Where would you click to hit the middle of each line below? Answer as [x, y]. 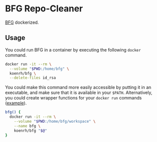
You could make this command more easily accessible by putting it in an [78, 88]
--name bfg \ [27, 126]
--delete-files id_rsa [33, 78]
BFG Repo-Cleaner [44, 9]
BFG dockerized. [22, 22]
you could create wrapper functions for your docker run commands [73, 98]
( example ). [16, 103]
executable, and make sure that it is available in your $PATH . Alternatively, [79, 93]
